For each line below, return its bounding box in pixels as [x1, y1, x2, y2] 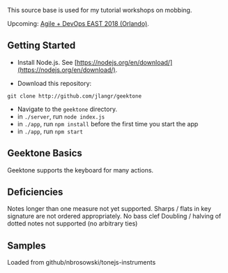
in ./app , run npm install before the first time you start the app [17, 119, 199, 128]
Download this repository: [17, 79, 92, 87]
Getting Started [7, 40, 76, 52]
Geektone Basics [7, 147, 82, 159]
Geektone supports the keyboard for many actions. [7, 165, 154, 174]
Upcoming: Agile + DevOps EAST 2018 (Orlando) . [7, 20, 150, 27]
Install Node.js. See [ [17, 58, 77, 66]
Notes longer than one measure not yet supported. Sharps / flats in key [7, 205, 211, 213]
